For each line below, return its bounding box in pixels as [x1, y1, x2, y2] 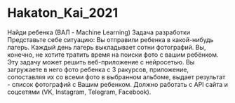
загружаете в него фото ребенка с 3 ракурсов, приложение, [7, 65, 189, 74]
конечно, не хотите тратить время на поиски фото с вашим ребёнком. [7, 50, 219, 59]
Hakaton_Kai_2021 [7, 5, 119, 21]
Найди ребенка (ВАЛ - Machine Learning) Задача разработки [7, 28, 191, 36]
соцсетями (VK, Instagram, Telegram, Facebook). [7, 88, 152, 96]
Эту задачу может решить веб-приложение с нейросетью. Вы [7, 57, 195, 66]
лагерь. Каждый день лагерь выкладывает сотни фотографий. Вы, [7, 43, 206, 51]
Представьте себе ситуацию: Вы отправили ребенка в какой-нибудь [7, 35, 214, 43]
